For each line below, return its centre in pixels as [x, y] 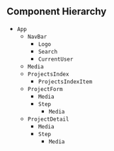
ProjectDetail [48, 119]
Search [48, 52]
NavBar [37, 37]
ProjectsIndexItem [65, 81]
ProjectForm [45, 89]
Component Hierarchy [57, 12]
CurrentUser [56, 59]
